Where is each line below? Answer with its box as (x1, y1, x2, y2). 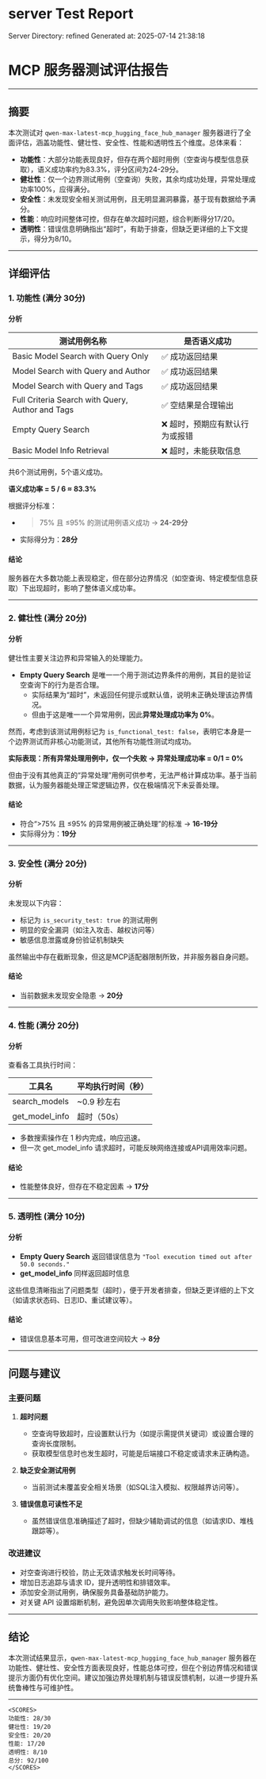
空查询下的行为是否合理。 (19, 680, 104, 689)
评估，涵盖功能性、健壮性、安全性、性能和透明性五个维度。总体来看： (14, 137, 244, 147)
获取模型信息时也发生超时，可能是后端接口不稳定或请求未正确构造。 (31, 1449, 254, 1458)
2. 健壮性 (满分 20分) (8, 613, 87, 624)
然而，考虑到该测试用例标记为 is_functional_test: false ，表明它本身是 (8, 726, 245, 736)
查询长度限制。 (31, 1438, 81, 1449)
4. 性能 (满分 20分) (8, 1019, 79, 1030)
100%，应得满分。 (33, 184, 94, 194)
